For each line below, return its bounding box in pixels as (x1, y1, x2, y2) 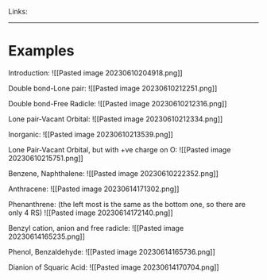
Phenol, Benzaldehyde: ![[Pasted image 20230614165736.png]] (8, 247, 216, 256)
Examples (8, 42, 75, 60)
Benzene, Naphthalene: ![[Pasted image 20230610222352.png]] (8, 168, 219, 178)
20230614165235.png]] (8, 232, 86, 241)
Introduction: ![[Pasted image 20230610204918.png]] (8, 67, 183, 78)
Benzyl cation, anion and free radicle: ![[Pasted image (8, 223, 184, 232)
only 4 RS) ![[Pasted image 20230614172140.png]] (8, 208, 173, 217)
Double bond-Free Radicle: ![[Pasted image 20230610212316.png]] (8, 98, 227, 108)
